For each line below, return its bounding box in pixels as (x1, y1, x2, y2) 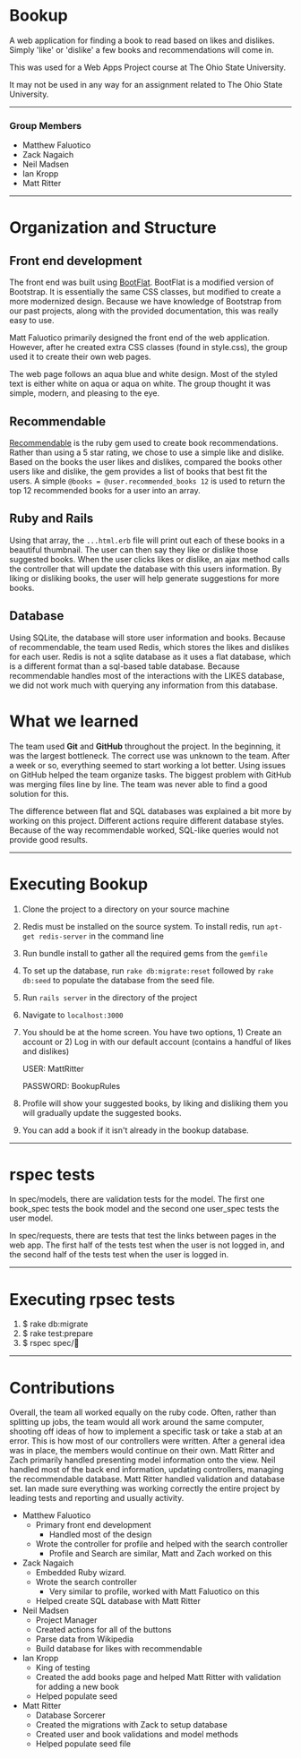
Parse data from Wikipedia (35, 1634, 134, 1644)
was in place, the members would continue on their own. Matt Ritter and (9, 1445, 275, 1456)
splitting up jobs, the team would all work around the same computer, (9, 1417, 264, 1428)
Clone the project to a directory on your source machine (21, 904, 230, 914)
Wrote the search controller (35, 1577, 137, 1588)
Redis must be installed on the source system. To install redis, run (21, 921, 265, 931)
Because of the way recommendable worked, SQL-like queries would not (9, 825, 279, 836)
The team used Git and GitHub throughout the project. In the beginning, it (9, 741, 281, 751)
